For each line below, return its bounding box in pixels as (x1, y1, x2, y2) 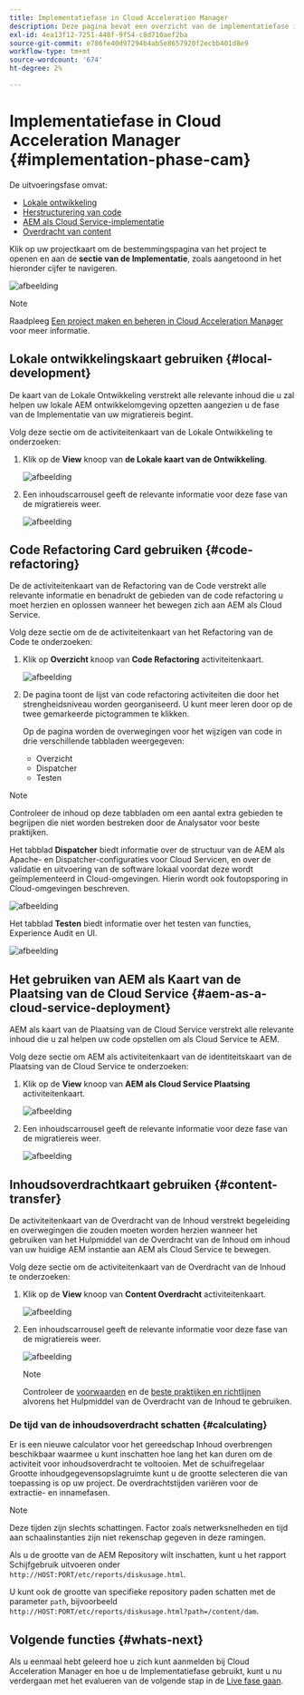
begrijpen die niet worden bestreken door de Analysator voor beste (9, 817, 261, 828)
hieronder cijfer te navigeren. (9, 262, 118, 273)
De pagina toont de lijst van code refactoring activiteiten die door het (22, 689, 280, 700)
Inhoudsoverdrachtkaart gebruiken (9, 1176, 212, 1193)
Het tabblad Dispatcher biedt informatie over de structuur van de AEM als (9, 844, 285, 855)
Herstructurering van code (22, 206, 122, 218)
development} (9, 365, 92, 381)
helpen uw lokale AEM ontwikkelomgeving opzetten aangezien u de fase (9, 399, 280, 410)
